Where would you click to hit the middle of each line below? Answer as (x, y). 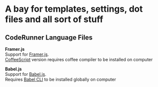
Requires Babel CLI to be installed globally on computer (61, 79)
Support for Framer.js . (27, 54)
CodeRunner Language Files (49, 37)
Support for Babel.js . (26, 74)
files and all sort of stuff (54, 19)
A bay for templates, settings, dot (74, 9)
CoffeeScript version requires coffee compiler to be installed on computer (79, 59)
